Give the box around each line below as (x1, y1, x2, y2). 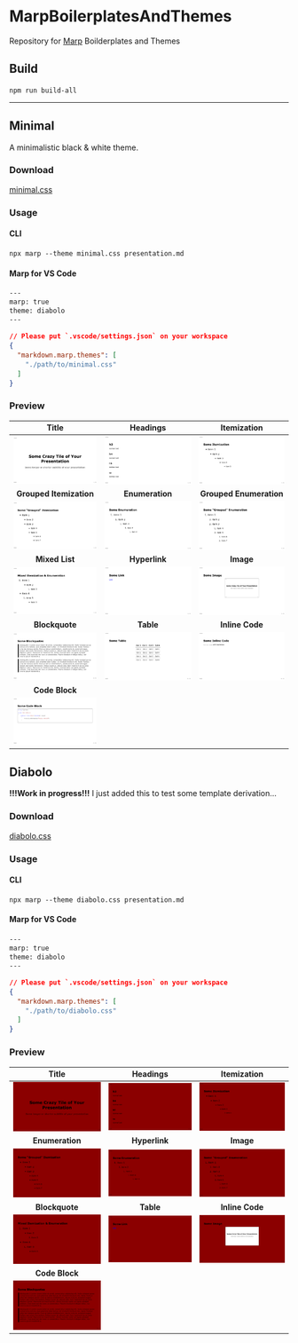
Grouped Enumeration (200, 488, 284, 499)
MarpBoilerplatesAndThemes (9, 6, 232, 27)
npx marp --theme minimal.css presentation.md (9, 249, 184, 258)
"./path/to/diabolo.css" (25, 1006, 117, 1015)
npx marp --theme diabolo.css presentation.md (9, 895, 184, 905)
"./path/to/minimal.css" (25, 359, 117, 369)
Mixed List (35, 553, 75, 565)
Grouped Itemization (16, 488, 95, 499)
